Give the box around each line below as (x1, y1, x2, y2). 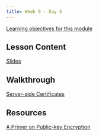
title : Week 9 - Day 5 (6, 8, 62, 15)
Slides (6, 57, 21, 65)
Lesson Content (6, 42, 66, 52)
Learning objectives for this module (6, 25, 93, 32)
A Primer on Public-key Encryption (6, 124, 91, 131)
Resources (6, 108, 47, 118)
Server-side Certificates (6, 90, 65, 98)
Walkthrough (6, 75, 55, 85)
